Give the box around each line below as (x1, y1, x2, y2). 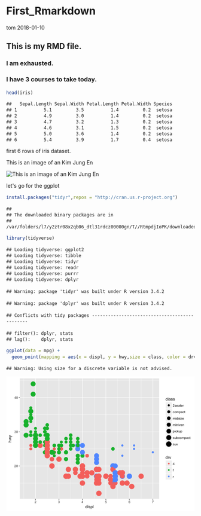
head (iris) (6, 90, 33, 96)
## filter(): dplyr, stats (6, 331, 74, 337)
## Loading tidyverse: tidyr (6, 259, 79, 265)
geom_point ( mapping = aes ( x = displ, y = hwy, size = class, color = (11, 354, 186, 360)
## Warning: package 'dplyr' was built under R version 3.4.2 (6, 301, 165, 307)
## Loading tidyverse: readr (6, 265, 79, 271)
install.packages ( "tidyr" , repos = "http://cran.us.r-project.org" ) (6, 194, 178, 201)
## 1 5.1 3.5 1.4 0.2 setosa (6, 107, 172, 113)
